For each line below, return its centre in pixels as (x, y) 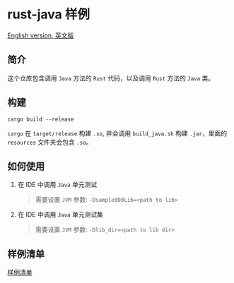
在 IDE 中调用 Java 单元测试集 (60, 215)
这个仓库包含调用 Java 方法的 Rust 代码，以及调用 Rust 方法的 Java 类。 (111, 78)
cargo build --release (41, 119)
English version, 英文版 (41, 35)
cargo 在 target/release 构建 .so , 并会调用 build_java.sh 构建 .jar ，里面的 (117, 133)
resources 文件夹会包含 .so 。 (50, 142)
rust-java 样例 (49, 14)
